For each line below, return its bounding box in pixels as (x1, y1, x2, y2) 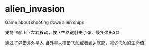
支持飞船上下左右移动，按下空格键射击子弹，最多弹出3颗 (5, 29, 120, 35)
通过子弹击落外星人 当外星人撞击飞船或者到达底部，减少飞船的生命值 (5, 40, 144, 46)
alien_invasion (5, 3, 65, 15)
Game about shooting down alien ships (5, 19, 84, 25)
